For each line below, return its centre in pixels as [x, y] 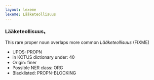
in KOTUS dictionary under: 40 [43, 57]
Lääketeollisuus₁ [25, 32]
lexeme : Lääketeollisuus [31, 14]
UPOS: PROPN [27, 52]
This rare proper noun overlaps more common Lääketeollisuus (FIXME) [77, 42]
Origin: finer [24, 62]
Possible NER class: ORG [38, 68]
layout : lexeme [21, 10]
